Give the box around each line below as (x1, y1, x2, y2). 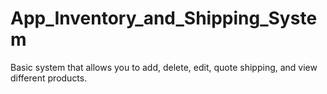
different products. (10, 72, 88, 84)
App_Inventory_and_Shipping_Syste (10, 7, 318, 30)
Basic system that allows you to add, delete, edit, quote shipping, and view (10, 61, 318, 73)
